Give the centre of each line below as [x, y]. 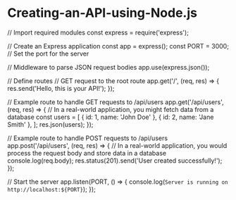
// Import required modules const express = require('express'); [98, 32]
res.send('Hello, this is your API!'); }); [61, 88]
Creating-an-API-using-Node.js [102, 13]
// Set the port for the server [48, 54]
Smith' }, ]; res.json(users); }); [50, 124]
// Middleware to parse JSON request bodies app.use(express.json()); [108, 67]
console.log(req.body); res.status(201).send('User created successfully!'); [115, 161]
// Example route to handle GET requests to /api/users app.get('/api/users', [116, 102]
